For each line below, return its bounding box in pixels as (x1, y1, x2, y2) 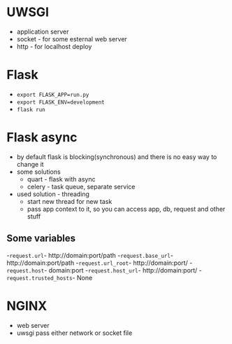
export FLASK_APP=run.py (16, 91, 89, 98)
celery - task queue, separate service (27, 182, 136, 191)
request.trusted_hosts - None (6, 273, 93, 282)
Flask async (6, 130, 78, 146)
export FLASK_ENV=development (16, 99, 106, 106)
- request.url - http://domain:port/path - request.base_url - (6, 251, 174, 259)
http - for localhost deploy (16, 42, 92, 50)
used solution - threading (16, 190, 90, 198)
